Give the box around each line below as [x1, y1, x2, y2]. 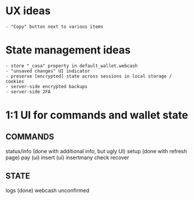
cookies [5, 78, 25, 84]
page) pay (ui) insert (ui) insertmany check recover [5, 154, 129, 161]
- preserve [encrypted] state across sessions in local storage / [5, 73, 172, 79]
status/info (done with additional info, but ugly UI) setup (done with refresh [5, 147, 187, 154]
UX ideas [5, 4, 51, 18]
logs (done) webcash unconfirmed [5, 186, 90, 193]
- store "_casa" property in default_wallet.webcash [5, 63, 138, 69]
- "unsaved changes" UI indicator [5, 68, 91, 74]
